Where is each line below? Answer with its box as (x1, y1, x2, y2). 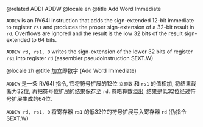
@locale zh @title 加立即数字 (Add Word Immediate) (6, 67, 137, 74)
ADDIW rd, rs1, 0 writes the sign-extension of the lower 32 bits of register (6, 48, 193, 55)
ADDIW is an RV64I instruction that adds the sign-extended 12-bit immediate (6, 17, 194, 24)
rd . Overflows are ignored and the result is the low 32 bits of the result (6, 30, 183, 37)
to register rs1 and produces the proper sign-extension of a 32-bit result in (6, 24, 194, 30)
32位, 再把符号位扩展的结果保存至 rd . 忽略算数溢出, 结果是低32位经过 (16, 88, 191, 95)
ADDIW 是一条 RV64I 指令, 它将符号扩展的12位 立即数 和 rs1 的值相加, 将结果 (6, 80, 191, 87)
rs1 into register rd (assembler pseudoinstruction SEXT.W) (6, 55, 154, 61)
